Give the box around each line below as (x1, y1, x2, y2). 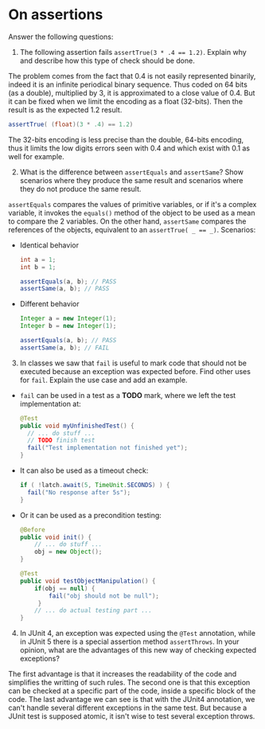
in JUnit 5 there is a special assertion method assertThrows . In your (19, 637, 240, 646)
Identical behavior (19, 240, 80, 250)
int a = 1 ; (19, 255, 57, 263)
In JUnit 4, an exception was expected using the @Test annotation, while (19, 629, 256, 638)
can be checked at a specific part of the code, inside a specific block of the (8, 686, 256, 696)
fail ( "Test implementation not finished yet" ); (27, 444, 189, 452)
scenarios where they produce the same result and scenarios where (19, 175, 244, 185)
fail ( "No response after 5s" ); (27, 488, 131, 497)
